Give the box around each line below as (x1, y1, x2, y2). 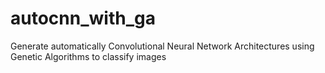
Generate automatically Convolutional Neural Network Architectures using (10, 40, 315, 52)
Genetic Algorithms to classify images (10, 50, 167, 62)
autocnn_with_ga (10, 7, 156, 30)
